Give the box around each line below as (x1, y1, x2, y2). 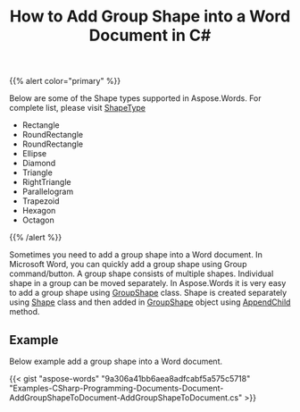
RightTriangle (21, 177, 71, 188)
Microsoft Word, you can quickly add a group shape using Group (9, 259, 247, 270)
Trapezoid (21, 196, 60, 206)
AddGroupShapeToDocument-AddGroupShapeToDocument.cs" (9, 392, 243, 403)
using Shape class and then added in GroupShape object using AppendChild (9, 297, 291, 307)
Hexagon (21, 206, 56, 216)
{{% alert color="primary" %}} (9, 76, 121, 87)
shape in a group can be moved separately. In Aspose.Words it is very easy (9, 278, 287, 289)
